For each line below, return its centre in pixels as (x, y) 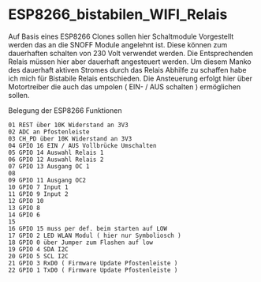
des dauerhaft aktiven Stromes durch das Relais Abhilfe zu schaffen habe (127, 70)
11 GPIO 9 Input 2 (38, 194)
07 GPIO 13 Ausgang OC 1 (49, 166)
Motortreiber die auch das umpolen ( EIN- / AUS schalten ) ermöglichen (125, 86)
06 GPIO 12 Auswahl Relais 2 (56, 160)
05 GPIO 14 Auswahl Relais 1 (56, 152)
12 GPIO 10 (26, 201)
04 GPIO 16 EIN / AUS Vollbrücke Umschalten (82, 145)
